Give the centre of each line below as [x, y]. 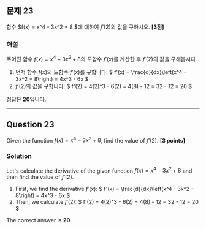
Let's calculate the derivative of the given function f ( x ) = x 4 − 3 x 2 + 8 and [99, 170]
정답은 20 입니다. [26, 99]
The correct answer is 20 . [39, 220]
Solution [19, 156]
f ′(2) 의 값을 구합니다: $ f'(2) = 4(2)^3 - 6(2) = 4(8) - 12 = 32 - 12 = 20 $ [103, 86]
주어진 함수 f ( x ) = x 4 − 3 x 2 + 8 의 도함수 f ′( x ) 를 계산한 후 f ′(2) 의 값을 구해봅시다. [102, 58]
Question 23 [30, 125]
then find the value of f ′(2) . [40, 177]
